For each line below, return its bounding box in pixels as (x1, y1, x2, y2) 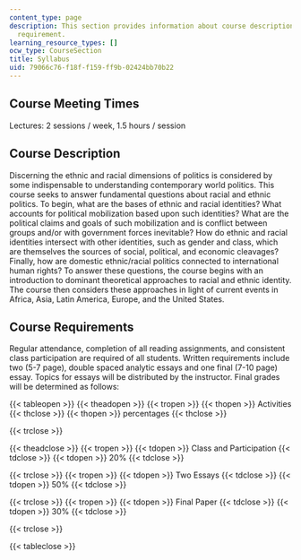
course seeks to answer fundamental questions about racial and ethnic (9, 189, 271, 200)
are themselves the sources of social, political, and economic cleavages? (9, 246, 279, 256)
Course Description (9, 146, 121, 161)
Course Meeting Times (9, 96, 140, 112)
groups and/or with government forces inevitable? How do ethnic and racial (9, 227, 288, 237)
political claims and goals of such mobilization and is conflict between (9, 217, 268, 228)
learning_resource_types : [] (9, 38, 118, 47)
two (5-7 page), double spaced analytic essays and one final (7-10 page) (9, 362, 278, 373)
